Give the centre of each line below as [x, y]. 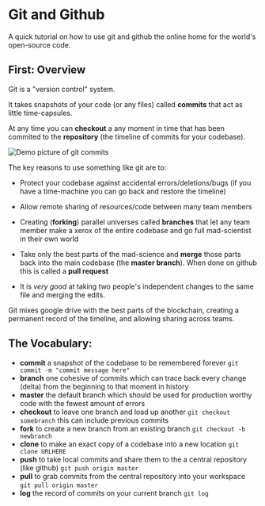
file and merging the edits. [62, 294]
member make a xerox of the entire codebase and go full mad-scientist [135, 230]
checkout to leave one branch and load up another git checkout [125, 412]
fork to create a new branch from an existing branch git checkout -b [132, 428]
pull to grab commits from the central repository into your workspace [132, 476]
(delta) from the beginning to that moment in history [104, 386]
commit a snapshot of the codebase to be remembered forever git [129, 362]
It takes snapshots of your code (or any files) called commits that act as [125, 104]
